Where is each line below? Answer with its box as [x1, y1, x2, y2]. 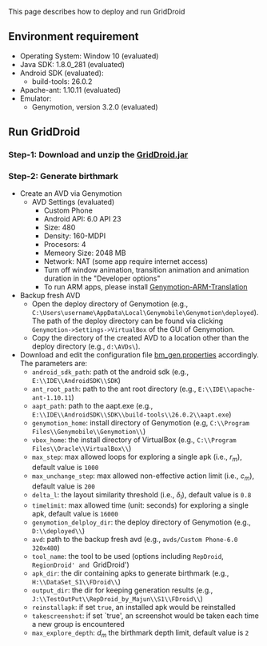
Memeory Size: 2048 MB [43, 248, 126, 258]
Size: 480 [43, 223, 76, 233]
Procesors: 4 [43, 240, 86, 249]
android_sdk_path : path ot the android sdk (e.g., [31, 367, 189, 377]
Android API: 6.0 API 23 [43, 214, 122, 224]
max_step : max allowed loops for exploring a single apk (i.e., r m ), [31, 452, 242, 464]
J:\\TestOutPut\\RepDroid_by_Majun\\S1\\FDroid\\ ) [31, 593, 204, 603]
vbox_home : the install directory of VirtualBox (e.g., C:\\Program [31, 435, 237, 445]
